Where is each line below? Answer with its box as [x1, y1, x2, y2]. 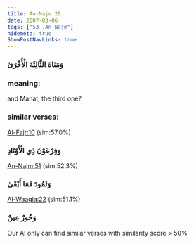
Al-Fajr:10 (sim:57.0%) [7, 128, 72, 136]
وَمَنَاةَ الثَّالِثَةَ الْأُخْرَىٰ [7, 60, 63, 70]
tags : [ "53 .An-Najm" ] [7, 23, 74, 30]
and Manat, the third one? [7, 94, 82, 103]
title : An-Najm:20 [7, 10, 61, 18]
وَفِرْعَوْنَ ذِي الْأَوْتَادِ [7, 146, 61, 155]
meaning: [7, 78, 41, 88]
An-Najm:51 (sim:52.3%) [7, 161, 79, 169]
